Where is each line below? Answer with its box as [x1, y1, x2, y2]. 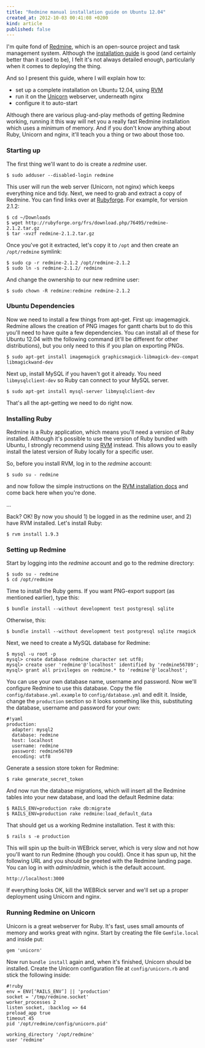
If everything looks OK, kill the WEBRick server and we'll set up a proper [6, 886, 188, 894]
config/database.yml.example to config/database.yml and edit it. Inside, [6, 691, 187, 698]
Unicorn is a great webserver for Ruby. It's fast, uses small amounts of [6, 922, 184, 929]
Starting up [6, 146, 41, 155]
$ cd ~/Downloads [6, 214, 51, 221]
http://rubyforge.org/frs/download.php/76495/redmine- [25, 219, 169, 226]
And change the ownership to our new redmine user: [6, 276, 140, 283]
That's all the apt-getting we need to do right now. [6, 399, 133, 406]
